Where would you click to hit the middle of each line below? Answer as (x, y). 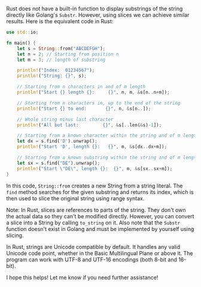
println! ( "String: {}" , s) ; (52, 76)
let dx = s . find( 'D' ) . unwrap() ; (57, 141)
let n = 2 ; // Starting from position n (68, 54)
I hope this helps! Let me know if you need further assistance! (82, 277)
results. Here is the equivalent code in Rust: (60, 21)
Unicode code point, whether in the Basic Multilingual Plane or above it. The (100, 253)
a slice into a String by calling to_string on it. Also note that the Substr (93, 223)
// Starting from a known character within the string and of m (99, 136)
